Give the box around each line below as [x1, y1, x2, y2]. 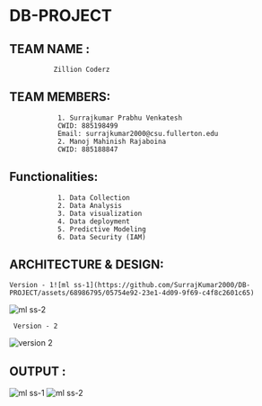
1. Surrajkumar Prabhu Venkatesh [57, 113, 182, 122]
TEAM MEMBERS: [9, 89, 111, 104]
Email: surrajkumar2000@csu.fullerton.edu [57, 129, 219, 138]
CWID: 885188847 [57, 145, 118, 154]
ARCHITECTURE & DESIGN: [9, 257, 164, 273]
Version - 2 [13, 321, 58, 331]
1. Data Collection [57, 193, 130, 203]
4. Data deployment [57, 217, 130, 226]
